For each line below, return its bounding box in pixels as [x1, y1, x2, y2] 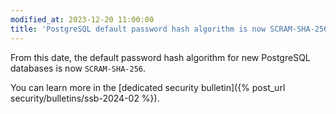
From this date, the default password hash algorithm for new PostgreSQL [10, 51, 311, 63]
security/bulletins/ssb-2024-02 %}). [10, 92, 160, 104]
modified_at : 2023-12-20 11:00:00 [10, 14, 155, 25]
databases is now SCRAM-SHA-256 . [10, 62, 147, 74]
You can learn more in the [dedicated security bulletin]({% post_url [10, 81, 286, 93]
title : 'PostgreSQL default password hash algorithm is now [10, 24, 267, 34]
